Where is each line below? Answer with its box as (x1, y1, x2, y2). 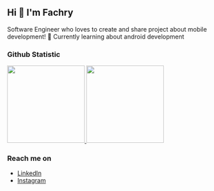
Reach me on (7, 154, 52, 164)
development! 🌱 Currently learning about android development (7, 32, 184, 41)
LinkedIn (17, 169, 42, 177)
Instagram (17, 177, 46, 185)
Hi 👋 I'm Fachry (7, 7, 74, 19)
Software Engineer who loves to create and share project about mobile (7, 25, 208, 33)
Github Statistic (7, 49, 61, 59)
